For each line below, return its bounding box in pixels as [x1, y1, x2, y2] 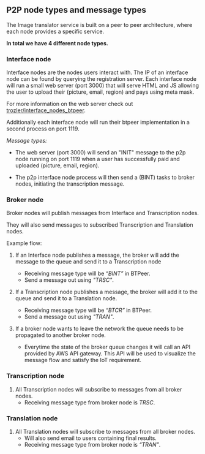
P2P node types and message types [6, 5, 147, 15]
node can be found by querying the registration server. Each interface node [6, 75, 197, 83]
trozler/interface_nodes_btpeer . [6, 107, 86, 114]
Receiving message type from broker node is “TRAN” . [24, 441, 161, 448]
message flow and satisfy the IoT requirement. [24, 357, 142, 364]
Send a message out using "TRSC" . [24, 276, 114, 284]
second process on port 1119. [6, 125, 80, 132]
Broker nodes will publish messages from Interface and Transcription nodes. [6, 210, 199, 217]
